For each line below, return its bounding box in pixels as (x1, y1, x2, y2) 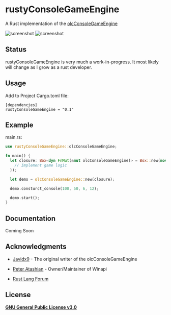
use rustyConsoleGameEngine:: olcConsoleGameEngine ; (5, 144, 117, 149)
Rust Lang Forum (12, 276, 49, 282)
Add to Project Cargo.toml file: (5, 92, 69, 99)
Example (5, 120, 34, 129)
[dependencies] (5, 102, 38, 108)
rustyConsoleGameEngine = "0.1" (5, 107, 74, 112)
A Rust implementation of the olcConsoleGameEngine (5, 20, 118, 27)
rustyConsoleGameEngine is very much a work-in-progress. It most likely (5, 59, 159, 65)
